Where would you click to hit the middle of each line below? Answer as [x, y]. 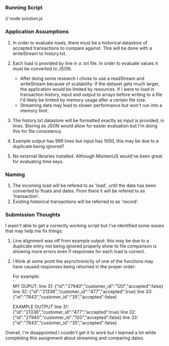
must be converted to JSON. [42, 68]
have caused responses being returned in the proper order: [74, 267]
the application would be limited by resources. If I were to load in [87, 89]
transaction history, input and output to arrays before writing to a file [91, 94]
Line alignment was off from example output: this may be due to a [81, 241]
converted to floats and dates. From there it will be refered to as [79, 190]
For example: [26, 276]
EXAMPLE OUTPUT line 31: [41, 307]
